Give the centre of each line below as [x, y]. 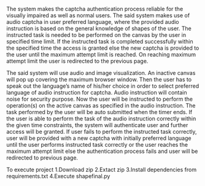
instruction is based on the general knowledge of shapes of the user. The [99, 28]
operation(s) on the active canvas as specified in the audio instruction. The [101, 106]
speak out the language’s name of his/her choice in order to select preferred [103, 86]
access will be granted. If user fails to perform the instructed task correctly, [102, 132]
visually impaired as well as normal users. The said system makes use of [98, 15]
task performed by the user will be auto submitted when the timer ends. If [99, 112]
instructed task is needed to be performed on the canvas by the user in [96, 35]
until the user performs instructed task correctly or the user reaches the [97, 145]
